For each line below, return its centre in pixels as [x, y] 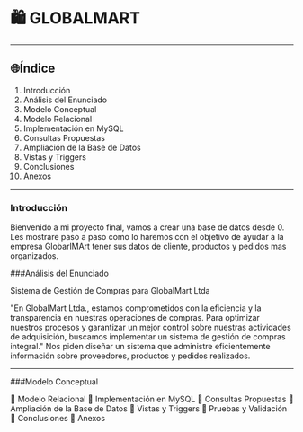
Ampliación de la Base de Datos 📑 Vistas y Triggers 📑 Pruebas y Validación [149, 409]
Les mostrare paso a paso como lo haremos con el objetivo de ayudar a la [147, 237]
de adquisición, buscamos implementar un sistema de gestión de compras [148, 337]
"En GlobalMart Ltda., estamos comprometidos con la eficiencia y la [136, 308]
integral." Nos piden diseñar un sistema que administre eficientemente [140, 347]
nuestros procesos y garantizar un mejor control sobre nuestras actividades [151, 327]
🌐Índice [33, 69]
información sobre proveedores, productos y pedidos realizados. [130, 356]
